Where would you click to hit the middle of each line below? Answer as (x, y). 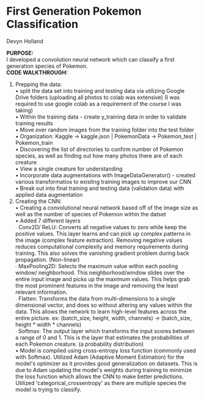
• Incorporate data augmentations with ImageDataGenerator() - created (105, 175)
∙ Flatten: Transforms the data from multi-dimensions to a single (95, 298)
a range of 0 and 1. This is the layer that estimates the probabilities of (102, 337)
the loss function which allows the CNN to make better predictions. (99, 376)
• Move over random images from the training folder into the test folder (104, 130)
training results (34, 123)
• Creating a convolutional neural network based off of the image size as (107, 207)
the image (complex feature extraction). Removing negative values (99, 240)
